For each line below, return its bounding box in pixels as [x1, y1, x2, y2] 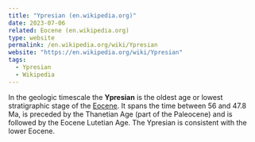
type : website [8, 33, 56, 42]
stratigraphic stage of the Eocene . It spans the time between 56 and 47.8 [8, 101, 247, 110]
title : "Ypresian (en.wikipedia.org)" [8, 11, 137, 20]
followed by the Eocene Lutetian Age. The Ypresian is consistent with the [8, 117, 248, 127]
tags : [8, 56, 26, 64]
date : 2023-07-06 [8, 19, 66, 27]
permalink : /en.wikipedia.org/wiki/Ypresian [8, 41, 158, 49]
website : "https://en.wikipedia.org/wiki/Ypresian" [8, 48, 183, 56]
